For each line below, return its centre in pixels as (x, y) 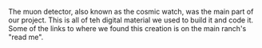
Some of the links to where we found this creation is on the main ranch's (127, 28)
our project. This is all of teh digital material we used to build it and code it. (131, 20)
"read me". (26, 37)
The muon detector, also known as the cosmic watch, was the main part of (131, 12)
